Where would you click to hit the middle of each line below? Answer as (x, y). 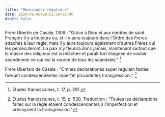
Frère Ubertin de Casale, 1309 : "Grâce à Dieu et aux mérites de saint (75, 33)
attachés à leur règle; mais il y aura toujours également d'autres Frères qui (80, 43)
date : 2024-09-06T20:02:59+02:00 (39, 14)
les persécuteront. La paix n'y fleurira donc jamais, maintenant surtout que (81, 48)
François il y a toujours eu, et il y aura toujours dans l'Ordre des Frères (76, 38)
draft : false (18, 19)
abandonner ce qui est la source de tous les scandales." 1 (63, 59)
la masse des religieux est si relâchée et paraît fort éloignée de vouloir (76, 54)
